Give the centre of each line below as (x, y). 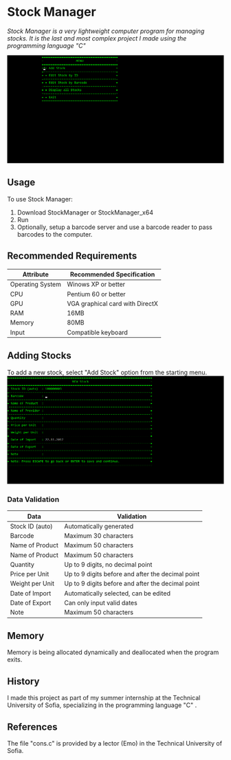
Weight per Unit (32, 584)
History (23, 681)
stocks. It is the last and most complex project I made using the (97, 38)
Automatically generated (99, 526)
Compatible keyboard (98, 332)
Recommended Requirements (72, 256)
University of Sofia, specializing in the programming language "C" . (102, 705)
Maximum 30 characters (99, 536)
